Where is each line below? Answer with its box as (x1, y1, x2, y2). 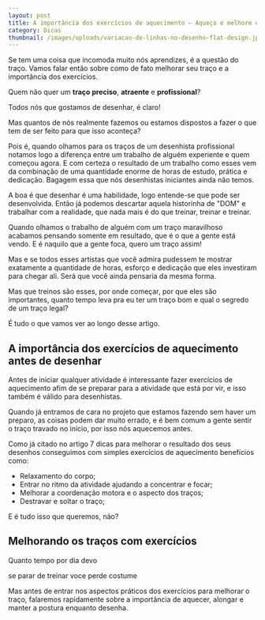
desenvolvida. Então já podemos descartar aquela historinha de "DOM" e (8, 199, 246, 209)
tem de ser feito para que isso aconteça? (8, 126, 141, 136)
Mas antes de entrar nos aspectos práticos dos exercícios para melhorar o (8, 586, 250, 596)
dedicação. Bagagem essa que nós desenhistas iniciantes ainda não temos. (8, 175, 255, 185)
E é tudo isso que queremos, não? (8, 512, 119, 521)
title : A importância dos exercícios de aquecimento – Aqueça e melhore (8, 19, 252, 27)
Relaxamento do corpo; (19, 472, 96, 481)
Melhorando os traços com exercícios (8, 535, 197, 548)
